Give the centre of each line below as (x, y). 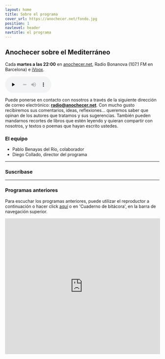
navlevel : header (23, 28)
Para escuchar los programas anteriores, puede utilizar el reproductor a (77, 201)
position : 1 (17, 23)
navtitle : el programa (28, 32)
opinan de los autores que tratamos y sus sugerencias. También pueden (78, 115)
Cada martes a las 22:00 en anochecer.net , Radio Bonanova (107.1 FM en (79, 64)
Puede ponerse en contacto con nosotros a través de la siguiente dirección (81, 100)
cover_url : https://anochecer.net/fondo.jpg (51, 19)
